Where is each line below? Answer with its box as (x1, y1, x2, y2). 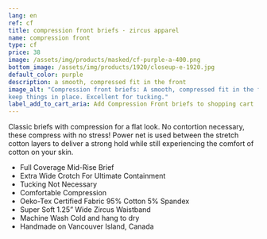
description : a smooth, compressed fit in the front (8, 78, 187, 86)
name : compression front (8, 33, 91, 42)
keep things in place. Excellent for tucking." (8, 93, 169, 101)
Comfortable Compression (19, 188, 107, 198)
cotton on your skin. (8, 148, 74, 157)
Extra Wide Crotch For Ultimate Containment (19, 172, 166, 181)
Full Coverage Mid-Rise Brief (19, 163, 114, 172)
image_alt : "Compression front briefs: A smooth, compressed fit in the (8, 85, 254, 94)
